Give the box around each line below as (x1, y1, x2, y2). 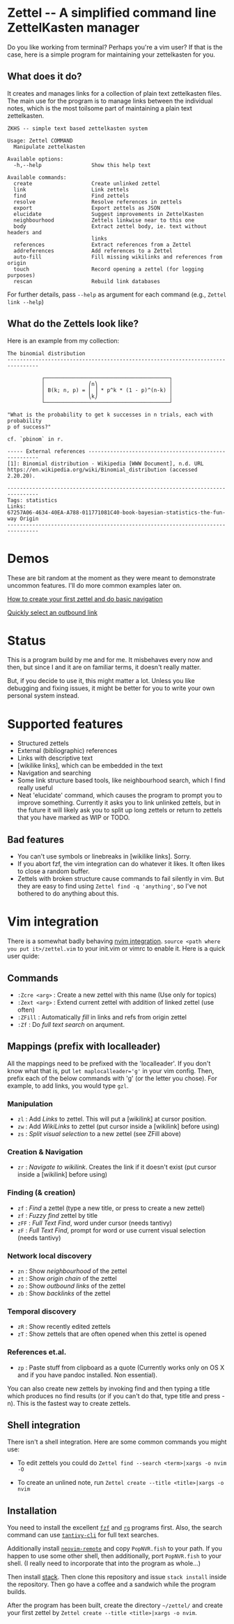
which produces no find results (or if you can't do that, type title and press (7, 1391, 221, 1400)
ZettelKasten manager (7, 20, 140, 36)
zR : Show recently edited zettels (17, 1323, 111, 1331)
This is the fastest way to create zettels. (16, 1399, 131, 1407)
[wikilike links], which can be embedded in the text (17, 761, 163, 770)
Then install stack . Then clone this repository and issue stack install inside (7, 1573, 227, 1581)
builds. (7, 1588, 26, 1596)
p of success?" (7, 423, 52, 431)
